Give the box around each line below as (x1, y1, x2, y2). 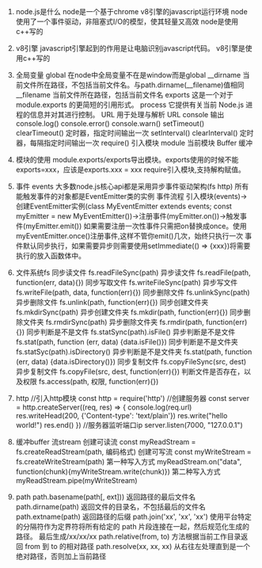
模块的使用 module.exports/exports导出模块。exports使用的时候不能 (15, 155, 239, 164)
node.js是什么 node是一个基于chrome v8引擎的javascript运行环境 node (15, 7, 248, 16)
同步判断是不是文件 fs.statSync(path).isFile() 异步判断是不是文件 (26, 327, 236, 337)
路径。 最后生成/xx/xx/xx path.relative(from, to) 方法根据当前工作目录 (15, 532, 241, 541)
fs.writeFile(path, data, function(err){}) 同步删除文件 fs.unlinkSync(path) (15, 288, 251, 297)
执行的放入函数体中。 (15, 251, 85, 260)
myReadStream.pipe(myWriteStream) (15, 476, 138, 485)
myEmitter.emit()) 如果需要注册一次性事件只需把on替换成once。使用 (25, 221, 247, 231)
